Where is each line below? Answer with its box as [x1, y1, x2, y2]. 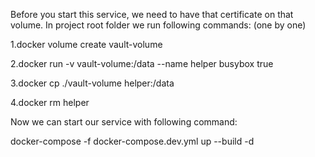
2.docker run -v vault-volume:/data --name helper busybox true [10, 58, 274, 69]
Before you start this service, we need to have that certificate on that [10, 9, 294, 20]
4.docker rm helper [10, 97, 90, 108]
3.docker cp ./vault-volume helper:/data [10, 77, 175, 89]
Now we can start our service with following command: [10, 116, 238, 128]
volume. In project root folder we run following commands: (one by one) [10, 19, 307, 31]
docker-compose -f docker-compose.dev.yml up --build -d [10, 135, 255, 147]
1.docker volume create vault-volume [10, 39, 163, 50]
